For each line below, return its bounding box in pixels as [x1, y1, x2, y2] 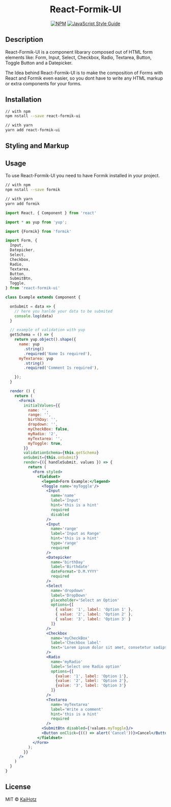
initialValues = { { [23, 402, 60, 408]
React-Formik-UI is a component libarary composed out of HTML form [5, 49, 153, 55]
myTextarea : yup [18, 356, 53, 361]
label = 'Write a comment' [50, 706, 103, 712]
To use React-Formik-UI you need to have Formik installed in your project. [5, 173, 160, 179]
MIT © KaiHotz [5, 796, 37, 802]
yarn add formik [5, 201, 40, 206]
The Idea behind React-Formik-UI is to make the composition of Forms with [5, 69, 163, 76]
